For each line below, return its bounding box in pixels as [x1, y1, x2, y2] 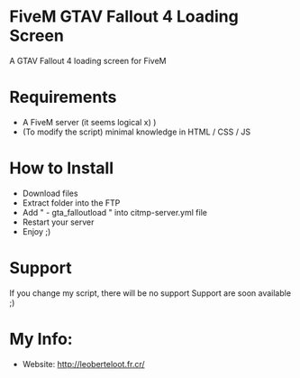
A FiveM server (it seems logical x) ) [22, 116, 157, 127]
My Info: [9, 328, 74, 349]
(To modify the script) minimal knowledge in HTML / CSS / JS [22, 126, 250, 137]
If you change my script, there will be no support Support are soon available [9, 287, 291, 299]
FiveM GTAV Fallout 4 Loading [9, 6, 239, 27]
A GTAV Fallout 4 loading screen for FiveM [9, 55, 167, 66]
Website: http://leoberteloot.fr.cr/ [22, 358, 146, 369]
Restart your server [22, 217, 95, 227]
